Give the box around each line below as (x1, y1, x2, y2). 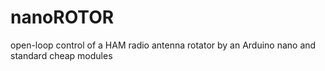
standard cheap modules (10, 49, 113, 61)
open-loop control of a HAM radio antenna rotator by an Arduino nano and (10, 39, 317, 51)
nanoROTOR (10, 6, 115, 29)
